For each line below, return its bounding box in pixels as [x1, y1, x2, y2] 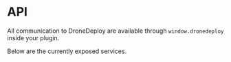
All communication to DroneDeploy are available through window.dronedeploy [7, 27, 224, 35]
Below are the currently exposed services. [7, 47, 127, 55]
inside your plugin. [7, 33, 60, 42]
